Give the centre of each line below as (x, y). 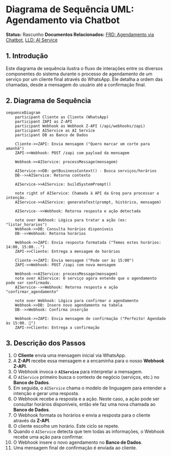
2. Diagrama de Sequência (48, 101)
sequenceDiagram (23, 113)
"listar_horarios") (27, 224)
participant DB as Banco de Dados (52, 135)
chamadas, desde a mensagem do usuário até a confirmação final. (76, 84)
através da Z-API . (32, 421)
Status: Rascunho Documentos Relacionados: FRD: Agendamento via (80, 34)
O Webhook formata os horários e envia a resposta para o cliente (82, 415)
